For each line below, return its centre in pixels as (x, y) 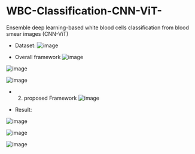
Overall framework (38, 57)
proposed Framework (50, 98)
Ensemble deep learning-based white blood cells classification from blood (98, 27)
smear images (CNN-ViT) (37, 33)
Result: (23, 109)
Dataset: (25, 45)
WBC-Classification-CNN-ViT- (84, 11)
